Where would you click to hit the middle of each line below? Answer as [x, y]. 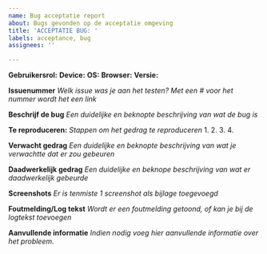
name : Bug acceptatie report [57, 16]
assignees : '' [32, 46]
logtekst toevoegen [40, 217]
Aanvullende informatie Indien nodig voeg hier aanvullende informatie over [133, 233]
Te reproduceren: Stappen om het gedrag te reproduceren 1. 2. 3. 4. [121, 130]
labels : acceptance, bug [50, 38]
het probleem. [31, 241]
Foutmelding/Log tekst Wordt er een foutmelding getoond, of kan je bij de [131, 209]
